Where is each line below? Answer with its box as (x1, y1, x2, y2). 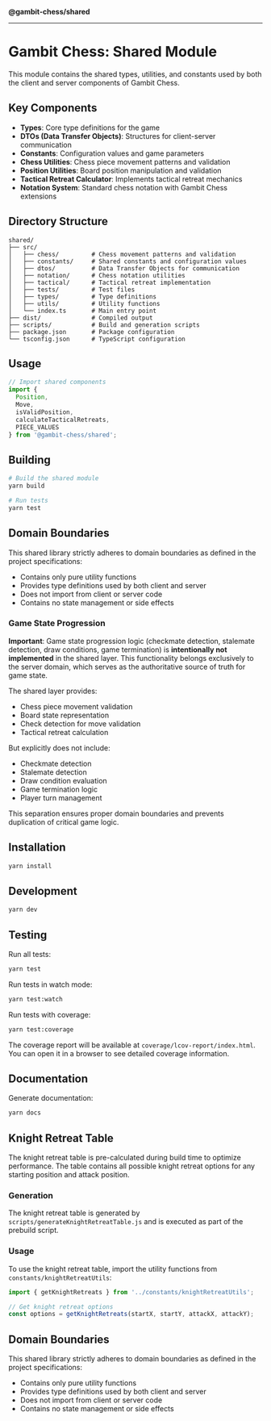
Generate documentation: (8, 1093, 94, 1103)
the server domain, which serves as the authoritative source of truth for (8, 662, 246, 671)
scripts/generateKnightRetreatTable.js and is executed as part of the (8, 1217, 244, 1227)
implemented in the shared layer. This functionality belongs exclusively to (8, 653, 254, 662)
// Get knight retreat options (8, 1302, 114, 1310)
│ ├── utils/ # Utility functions (8, 299, 161, 307)
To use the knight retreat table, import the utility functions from (8, 1264, 218, 1273)
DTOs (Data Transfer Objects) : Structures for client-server (19, 131, 216, 140)
